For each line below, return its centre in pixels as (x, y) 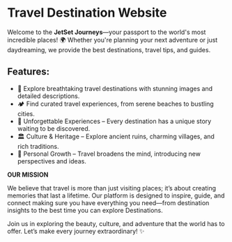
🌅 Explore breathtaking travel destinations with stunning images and (115, 88)
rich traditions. (38, 146)
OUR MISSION (28, 175)
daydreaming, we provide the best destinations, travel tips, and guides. (109, 49)
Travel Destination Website (87, 13)
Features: (29, 72)
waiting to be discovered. (54, 128)
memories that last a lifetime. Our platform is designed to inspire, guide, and (116, 195)
